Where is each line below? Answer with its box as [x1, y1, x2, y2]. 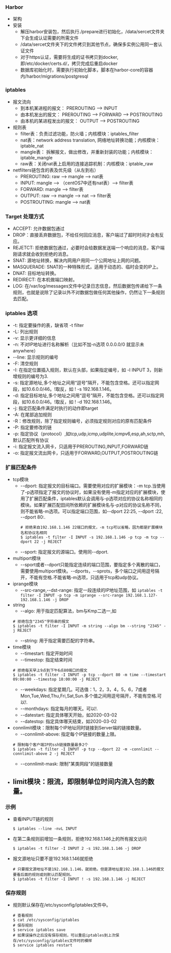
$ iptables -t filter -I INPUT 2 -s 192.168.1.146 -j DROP [12, 846, 141, 851]
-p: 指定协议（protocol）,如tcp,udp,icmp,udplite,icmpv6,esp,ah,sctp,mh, [12, 431, 165, 437]
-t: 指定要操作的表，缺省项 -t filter [12, 322, 84, 328]
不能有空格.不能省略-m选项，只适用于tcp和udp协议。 [29, 575, 141, 581]
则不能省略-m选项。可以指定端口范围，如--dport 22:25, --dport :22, [20, 508, 163, 514]
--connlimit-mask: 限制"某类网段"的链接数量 [20, 761, 113, 767]
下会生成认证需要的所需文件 [20, 35, 79, 41]
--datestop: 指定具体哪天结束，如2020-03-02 [20, 719, 117, 725]
